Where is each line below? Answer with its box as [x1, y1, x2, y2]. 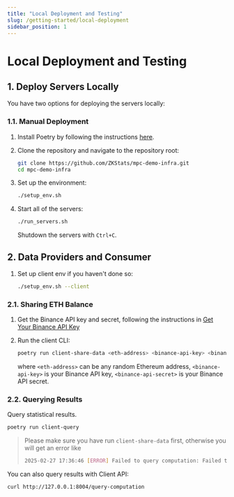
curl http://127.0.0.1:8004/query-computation [7, 484, 145, 491]
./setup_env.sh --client [17, 283, 90, 290]
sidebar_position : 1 [7, 23, 68, 30]
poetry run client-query [7, 424, 79, 431]
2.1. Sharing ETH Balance [7, 299, 93, 309]
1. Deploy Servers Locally [7, 81, 120, 93]
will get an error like [24, 444, 81, 452]
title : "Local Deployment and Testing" [7, 10, 123, 17]
